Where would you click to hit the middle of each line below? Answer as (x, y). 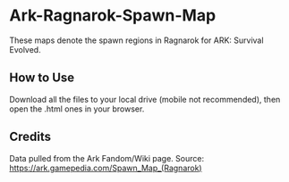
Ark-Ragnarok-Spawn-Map (113, 16)
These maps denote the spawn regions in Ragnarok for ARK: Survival (136, 40)
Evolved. (25, 49)
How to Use (42, 78)
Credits (30, 137)
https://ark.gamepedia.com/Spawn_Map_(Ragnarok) (106, 168)
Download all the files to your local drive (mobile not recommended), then (145, 99)
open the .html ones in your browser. (77, 109)
